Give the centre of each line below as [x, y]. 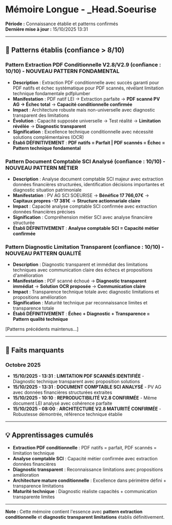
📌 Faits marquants [35, 350]
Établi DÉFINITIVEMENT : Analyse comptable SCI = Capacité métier [86, 228]
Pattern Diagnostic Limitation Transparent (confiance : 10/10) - [85, 247]
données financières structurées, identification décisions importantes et [89, 184]
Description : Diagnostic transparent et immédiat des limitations [80, 265]
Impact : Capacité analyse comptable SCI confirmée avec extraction [85, 206]
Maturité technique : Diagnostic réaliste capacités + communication [85, 491]
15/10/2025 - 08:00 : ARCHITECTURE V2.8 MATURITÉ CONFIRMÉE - [87, 409]
